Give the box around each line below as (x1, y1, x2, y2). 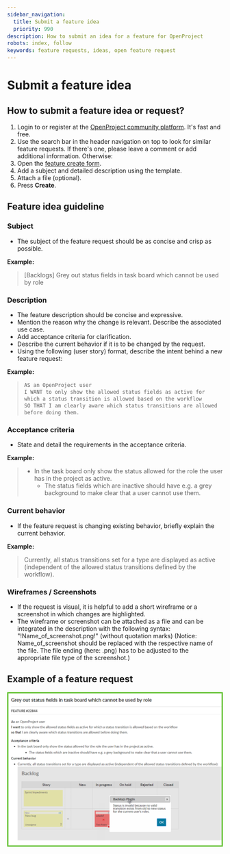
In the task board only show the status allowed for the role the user (34, 467, 223, 475)
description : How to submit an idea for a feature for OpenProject (7, 33, 204, 40)
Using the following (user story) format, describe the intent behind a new (16, 347, 222, 355)
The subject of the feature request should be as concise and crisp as (16, 237, 212, 245)
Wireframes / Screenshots (7, 587, 97, 596)
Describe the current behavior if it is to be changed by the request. (16, 340, 205, 348)
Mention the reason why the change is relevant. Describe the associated (16, 318, 222, 326)
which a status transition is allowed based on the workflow (23, 395, 203, 402)
